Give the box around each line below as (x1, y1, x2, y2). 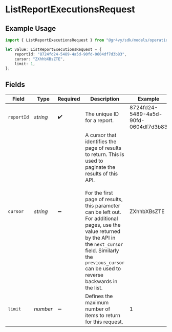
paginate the (85, 164, 116, 171)
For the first (85, 189, 113, 197)
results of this (85, 170, 118, 178)
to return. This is (85, 151, 124, 158)
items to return (85, 312, 120, 319)
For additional (85, 215, 118, 222)
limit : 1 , (14, 61, 36, 66)
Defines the (85, 292, 113, 300)
